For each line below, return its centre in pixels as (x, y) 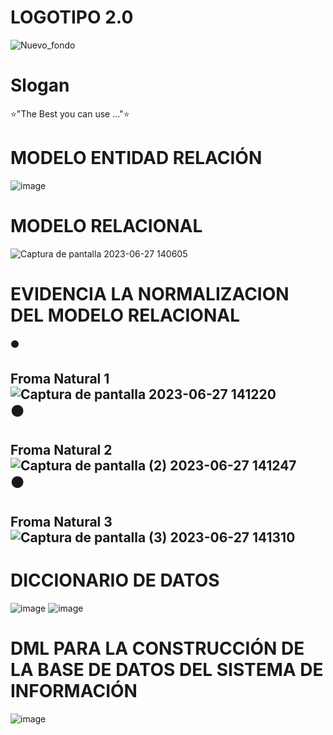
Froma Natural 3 (61, 521)
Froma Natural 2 (61, 450)
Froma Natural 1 (60, 379)
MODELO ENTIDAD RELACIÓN (136, 158)
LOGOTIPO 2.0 (72, 17)
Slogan (40, 85)
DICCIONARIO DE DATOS (115, 580)
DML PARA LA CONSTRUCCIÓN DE (157, 648)
